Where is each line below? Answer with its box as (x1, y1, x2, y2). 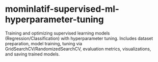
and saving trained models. (5, 51, 60, 57)
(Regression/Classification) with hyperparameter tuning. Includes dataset (5, 35, 153, 41)
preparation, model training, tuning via (5, 40, 82, 46)
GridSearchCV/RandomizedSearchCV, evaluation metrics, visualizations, (5, 46, 151, 52)
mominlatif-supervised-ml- (5, 3, 119, 15)
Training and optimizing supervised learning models (5, 30, 110, 36)
